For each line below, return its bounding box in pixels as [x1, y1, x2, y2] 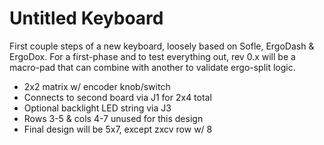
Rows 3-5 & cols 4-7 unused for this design [23, 112, 204, 124]
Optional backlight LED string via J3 [23, 102, 172, 114]
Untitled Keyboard [9, 7, 164, 30]
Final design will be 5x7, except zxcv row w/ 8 [23, 123, 213, 135]
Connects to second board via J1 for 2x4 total [23, 91, 212, 103]
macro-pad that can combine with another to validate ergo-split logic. [9, 61, 296, 73]
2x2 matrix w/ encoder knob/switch [23, 80, 171, 92]
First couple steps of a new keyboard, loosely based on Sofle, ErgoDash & [9, 40, 315, 52]
